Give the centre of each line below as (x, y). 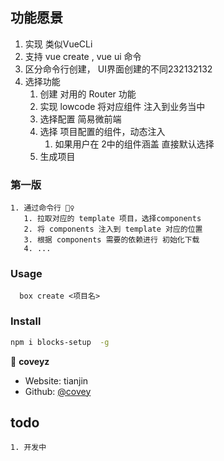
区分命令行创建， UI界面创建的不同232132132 (118, 69)
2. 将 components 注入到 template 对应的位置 (113, 229)
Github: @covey (58, 391)
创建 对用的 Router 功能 (88, 94)
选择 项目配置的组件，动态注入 (102, 131)
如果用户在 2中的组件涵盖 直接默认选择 (134, 144)
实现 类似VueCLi (58, 44)
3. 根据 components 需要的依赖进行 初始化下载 (111, 240)
